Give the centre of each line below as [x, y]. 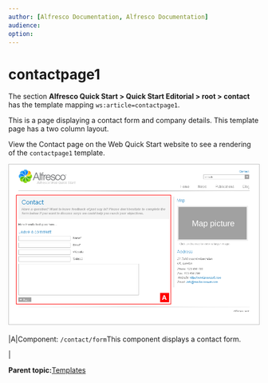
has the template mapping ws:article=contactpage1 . [94, 105]
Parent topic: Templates [47, 370]
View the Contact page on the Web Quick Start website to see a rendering [130, 145]
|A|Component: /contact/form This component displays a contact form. [125, 339]
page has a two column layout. [59, 129]
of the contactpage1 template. [57, 153]
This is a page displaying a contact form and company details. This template [134, 121]
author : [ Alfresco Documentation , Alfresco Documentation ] [108, 17]
